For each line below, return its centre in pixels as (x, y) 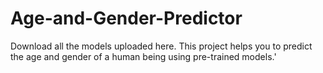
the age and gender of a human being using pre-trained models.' (143, 56)
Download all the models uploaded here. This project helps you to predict (161, 46)
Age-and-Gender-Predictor (126, 18)
